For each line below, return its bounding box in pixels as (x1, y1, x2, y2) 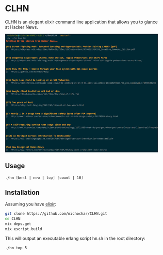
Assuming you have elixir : (5, 201, 57, 207)
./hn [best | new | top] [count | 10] (5, 175, 83, 180)
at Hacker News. (5, 24, 38, 30)
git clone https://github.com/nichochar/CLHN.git (5, 211, 108, 216)
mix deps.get (5, 221, 32, 226)
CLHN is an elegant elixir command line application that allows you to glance (5, 19, 158, 25)
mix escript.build (5, 226, 42, 231)
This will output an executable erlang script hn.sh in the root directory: (5, 235, 146, 241)
